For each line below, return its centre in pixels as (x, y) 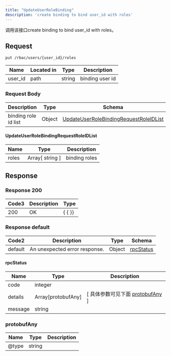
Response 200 (24, 190)
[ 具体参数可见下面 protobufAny (124, 294)
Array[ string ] (44, 157)
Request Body (23, 94)
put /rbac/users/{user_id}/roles (41, 58)
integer (43, 285)
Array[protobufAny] (58, 297)
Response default (27, 227)
